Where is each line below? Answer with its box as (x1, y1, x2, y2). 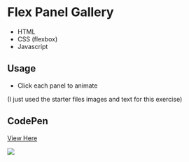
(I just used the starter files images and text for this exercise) (7, 95, 183, 103)
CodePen (7, 115, 49, 127)
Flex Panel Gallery (7, 4, 114, 20)
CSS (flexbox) (17, 34, 58, 43)
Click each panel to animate (17, 81, 98, 90)
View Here (7, 134, 38, 142)
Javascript (17, 42, 48, 50)
